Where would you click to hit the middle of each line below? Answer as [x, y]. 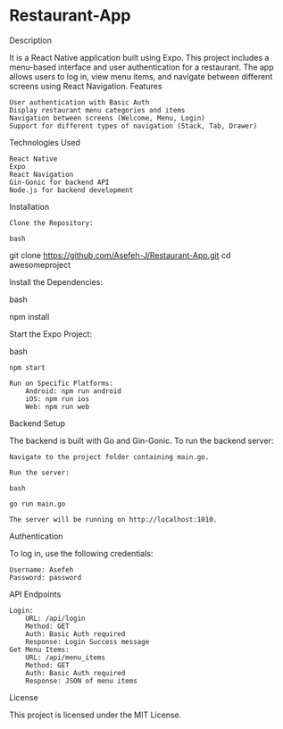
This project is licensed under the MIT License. [96, 715]
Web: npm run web [58, 406]
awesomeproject [40, 264]
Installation [29, 206]
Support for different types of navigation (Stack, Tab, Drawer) [133, 126]
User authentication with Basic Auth [79, 102]
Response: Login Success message [87, 641]
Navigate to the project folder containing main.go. [109, 457]
